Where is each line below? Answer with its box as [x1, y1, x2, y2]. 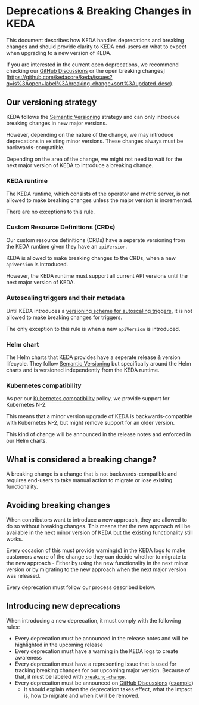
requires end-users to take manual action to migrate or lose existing [6, 477, 173, 484]
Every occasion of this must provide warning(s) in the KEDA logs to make [6, 547, 186, 554]
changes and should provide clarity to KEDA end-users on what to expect [6, 43, 186, 50]
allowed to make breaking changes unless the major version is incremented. [6, 197, 192, 204]
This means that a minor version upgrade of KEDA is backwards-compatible [6, 413, 192, 420]
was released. [6, 572, 41, 579]
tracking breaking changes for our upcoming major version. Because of [14, 666, 191, 673]
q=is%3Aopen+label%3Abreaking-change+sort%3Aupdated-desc [6, 79, 171, 87]
